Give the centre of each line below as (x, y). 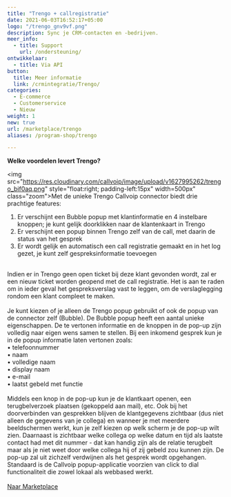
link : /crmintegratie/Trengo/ (57, 84)
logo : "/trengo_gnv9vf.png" (48, 26)
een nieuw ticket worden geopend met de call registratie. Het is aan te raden (116, 282)
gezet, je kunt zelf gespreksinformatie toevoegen (87, 254)
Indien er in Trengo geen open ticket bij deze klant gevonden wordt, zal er (112, 274)
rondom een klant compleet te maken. (61, 296)
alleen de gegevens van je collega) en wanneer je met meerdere (98, 420)
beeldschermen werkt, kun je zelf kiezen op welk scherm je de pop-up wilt (113, 428)
